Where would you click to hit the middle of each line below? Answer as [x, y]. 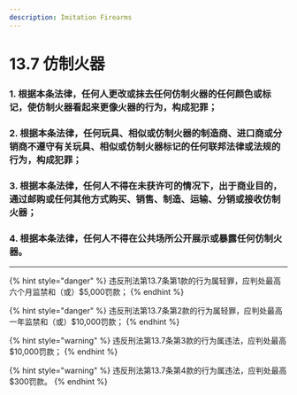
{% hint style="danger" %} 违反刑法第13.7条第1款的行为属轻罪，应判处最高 [145, 281]
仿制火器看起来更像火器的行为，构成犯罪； [127, 107]
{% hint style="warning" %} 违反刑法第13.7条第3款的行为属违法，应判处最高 [148, 340]
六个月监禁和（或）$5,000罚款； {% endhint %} [96, 291]
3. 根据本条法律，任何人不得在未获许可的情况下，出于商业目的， [146, 185]
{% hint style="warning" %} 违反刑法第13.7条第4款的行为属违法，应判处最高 [148, 370]
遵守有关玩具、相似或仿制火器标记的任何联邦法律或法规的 [159, 146]
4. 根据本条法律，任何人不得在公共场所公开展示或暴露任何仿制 [141, 238]
